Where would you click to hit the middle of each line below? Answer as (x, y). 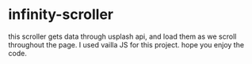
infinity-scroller (61, 15)
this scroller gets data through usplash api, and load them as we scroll (122, 36)
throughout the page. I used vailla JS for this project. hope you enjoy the (126, 44)
